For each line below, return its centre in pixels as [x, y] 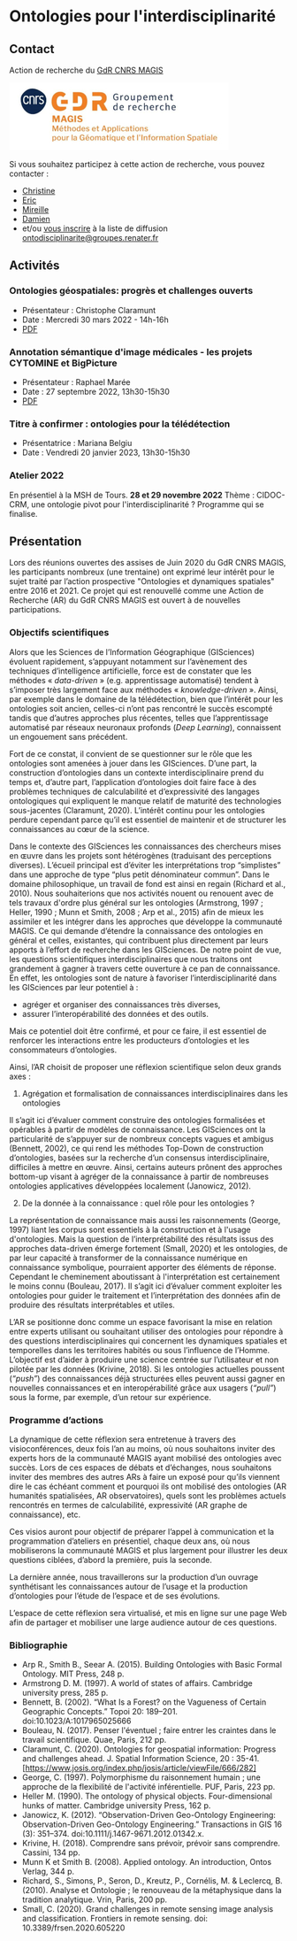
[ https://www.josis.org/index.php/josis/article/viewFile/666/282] [139, 1768]
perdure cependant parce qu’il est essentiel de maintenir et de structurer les [148, 820]
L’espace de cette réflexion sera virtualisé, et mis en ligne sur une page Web [148, 1613]
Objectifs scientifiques [59, 633]
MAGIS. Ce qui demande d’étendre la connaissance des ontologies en [136, 930]
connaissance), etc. [45, 1514]
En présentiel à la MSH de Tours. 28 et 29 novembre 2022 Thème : [132, 495]
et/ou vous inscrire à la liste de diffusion [95, 228]
